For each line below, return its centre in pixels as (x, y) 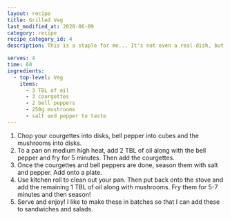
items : (29, 84)
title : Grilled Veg (35, 20)
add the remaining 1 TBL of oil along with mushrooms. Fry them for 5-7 (118, 187)
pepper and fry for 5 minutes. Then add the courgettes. (96, 158)
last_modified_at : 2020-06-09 (51, 26)
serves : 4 (21, 58)
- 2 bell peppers (50, 103)
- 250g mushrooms (50, 110)
